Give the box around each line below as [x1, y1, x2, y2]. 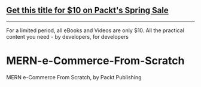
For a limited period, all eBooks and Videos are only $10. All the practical [6, 27, 184, 34]
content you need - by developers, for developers [6, 33, 129, 40]
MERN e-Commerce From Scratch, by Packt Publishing [6, 73, 142, 80]
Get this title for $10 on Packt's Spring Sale [6, 5, 169, 15]
